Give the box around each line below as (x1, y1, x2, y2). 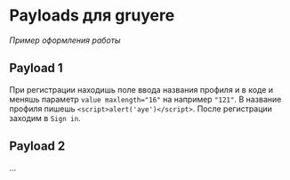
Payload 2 (9, 139, 66, 154)
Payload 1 (9, 61, 64, 76)
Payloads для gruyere (9, 5, 175, 26)
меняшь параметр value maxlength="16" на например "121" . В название (9, 94, 282, 104)
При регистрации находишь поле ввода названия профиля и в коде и (9, 84, 274, 94)
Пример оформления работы (9, 35, 121, 45)
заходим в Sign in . (9, 112, 82, 123)
